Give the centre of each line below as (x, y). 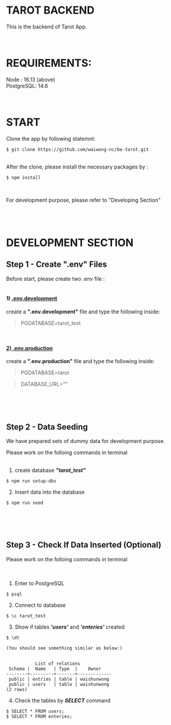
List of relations (58, 663)
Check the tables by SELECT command (63, 700)
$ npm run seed (25, 503)
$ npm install (24, 177)
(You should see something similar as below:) (64, 648)
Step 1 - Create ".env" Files (57, 265)
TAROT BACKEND (50, 10)
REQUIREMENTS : (49, 63)
